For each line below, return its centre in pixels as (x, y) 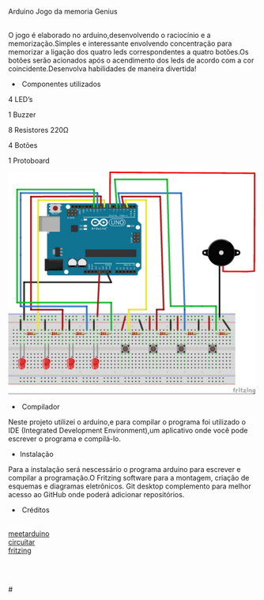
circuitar (22, 542)
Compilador (41, 407)
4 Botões (23, 145)
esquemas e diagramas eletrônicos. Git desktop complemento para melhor (130, 486)
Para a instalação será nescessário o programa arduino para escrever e (124, 469)
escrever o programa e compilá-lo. (64, 439)
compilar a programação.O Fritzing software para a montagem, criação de (129, 478)
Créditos (36, 510)
